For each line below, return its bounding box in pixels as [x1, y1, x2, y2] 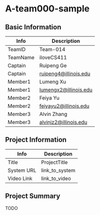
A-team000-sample [5, 3, 90, 14]
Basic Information [5, 23, 62, 31]
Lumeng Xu [39, 78, 66, 85]
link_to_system [41, 167, 76, 174]
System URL [7, 167, 36, 174]
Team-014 [39, 46, 66, 53]
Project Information [5, 135, 67, 144]
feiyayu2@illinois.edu [39, 103, 90, 109]
